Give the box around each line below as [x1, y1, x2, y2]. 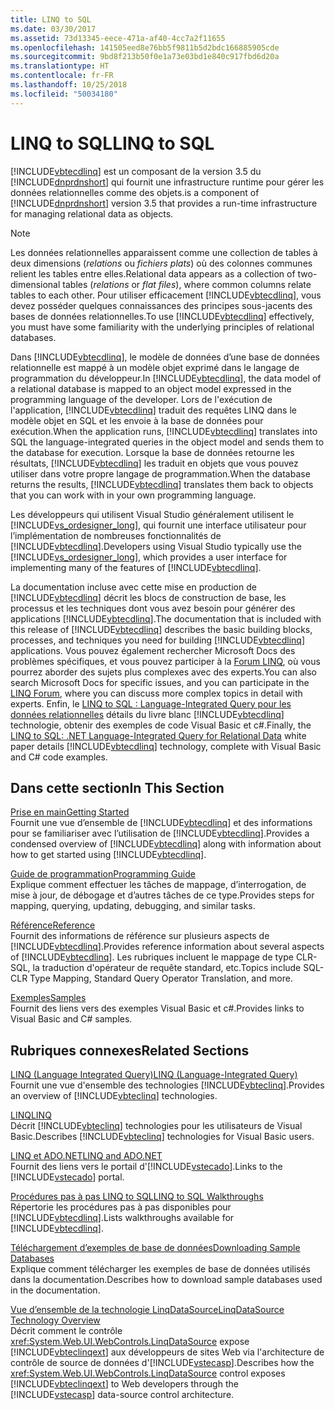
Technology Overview [10, 1314, 101, 1326]
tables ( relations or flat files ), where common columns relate [62, 278, 312, 290]
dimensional [10, 278, 61, 290]
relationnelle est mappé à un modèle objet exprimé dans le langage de [10, 361, 300, 373]
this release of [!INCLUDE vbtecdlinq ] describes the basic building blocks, [10, 623, 313, 635]
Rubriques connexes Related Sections [10, 1042, 250, 1059]
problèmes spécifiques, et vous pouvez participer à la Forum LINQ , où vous [10, 655, 321, 667]
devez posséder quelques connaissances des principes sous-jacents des [10, 299, 313, 311]
